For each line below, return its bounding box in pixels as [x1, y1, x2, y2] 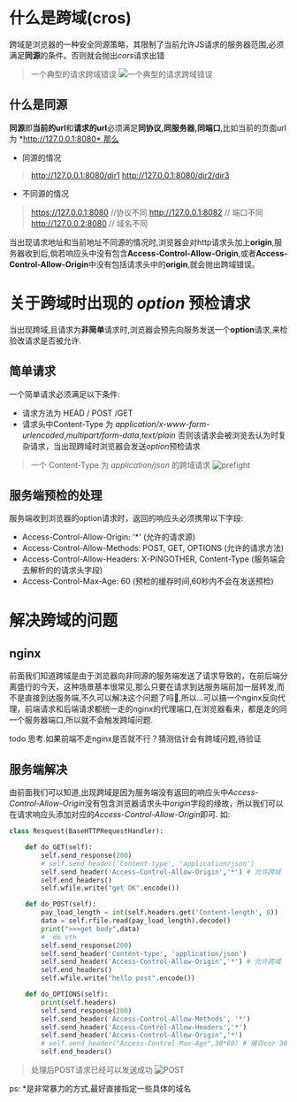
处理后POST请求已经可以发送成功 [30, 1065, 153, 1075]
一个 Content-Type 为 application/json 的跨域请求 [30, 459, 211, 470]
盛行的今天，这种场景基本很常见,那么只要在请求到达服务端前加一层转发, [16, 682, 278, 693]
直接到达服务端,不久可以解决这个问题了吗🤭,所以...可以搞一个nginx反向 [24, 693, 278, 703]
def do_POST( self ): [25, 899, 97, 909]
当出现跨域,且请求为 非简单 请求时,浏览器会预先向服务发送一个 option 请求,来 [9, 324, 280, 334]
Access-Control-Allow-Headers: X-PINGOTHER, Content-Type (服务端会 [21, 554, 286, 564]
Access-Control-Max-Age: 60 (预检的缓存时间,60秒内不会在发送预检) [21, 576, 274, 586]
